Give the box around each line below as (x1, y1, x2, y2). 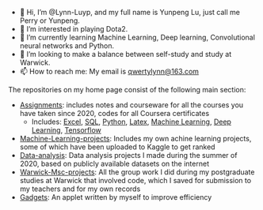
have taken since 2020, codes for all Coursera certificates (19, 109, 210, 118)
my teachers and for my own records (19, 184, 141, 193)
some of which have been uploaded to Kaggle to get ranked (19, 142, 215, 152)
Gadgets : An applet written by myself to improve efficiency (19, 193, 212, 201)
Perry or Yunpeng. (19, 16, 81, 25)
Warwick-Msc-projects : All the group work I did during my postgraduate (19, 167, 255, 177)
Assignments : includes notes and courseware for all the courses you (19, 100, 244, 110)
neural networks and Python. (19, 41, 115, 51)
